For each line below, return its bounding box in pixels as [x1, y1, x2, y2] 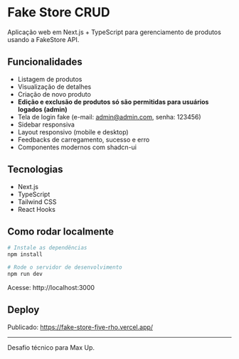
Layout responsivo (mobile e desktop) [17, 127, 129, 136]
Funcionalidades [7, 56, 83, 68]
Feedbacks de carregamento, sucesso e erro [17, 135, 150, 144]
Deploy [7, 304, 40, 316]
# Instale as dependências [7, 245, 87, 252]
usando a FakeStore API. [7, 35, 80, 43]
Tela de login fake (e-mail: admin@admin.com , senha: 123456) [17, 112, 201, 121]
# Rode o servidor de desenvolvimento [7, 264, 122, 271]
